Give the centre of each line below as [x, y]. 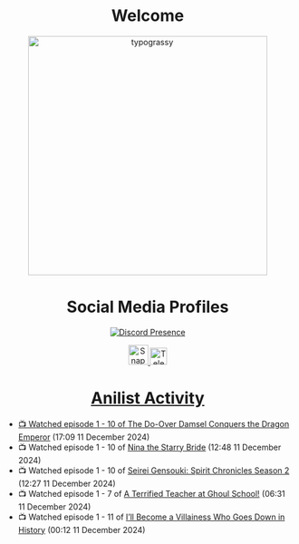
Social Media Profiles [148, 307]
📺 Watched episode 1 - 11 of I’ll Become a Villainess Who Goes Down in [151, 517]
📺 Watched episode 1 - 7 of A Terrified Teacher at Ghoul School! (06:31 [151, 493]
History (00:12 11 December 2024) [82, 529]
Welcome [148, 16]
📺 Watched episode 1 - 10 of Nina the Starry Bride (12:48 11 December [149, 447]
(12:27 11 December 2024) [67, 483]
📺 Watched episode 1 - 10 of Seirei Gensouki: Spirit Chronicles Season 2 [154, 470]
